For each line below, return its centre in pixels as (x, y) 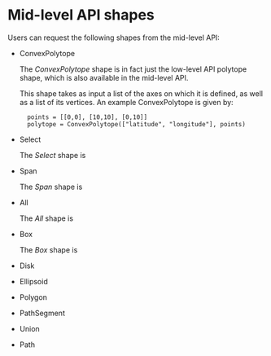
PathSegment (42, 313)
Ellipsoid (33, 281)
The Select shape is (52, 155)
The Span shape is (51, 187)
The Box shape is (48, 249)
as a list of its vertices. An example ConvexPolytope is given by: (126, 102)
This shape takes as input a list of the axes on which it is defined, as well (141, 93)
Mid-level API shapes (81, 15)
